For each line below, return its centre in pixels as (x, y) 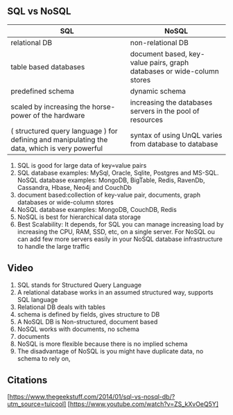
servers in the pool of (165, 111)
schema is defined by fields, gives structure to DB (88, 314)
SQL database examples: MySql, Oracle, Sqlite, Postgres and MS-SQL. (118, 173)
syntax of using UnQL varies (176, 135)
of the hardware (59, 115)
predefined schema (43, 91)
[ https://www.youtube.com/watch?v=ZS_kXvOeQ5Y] (143, 404)
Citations (27, 380)
